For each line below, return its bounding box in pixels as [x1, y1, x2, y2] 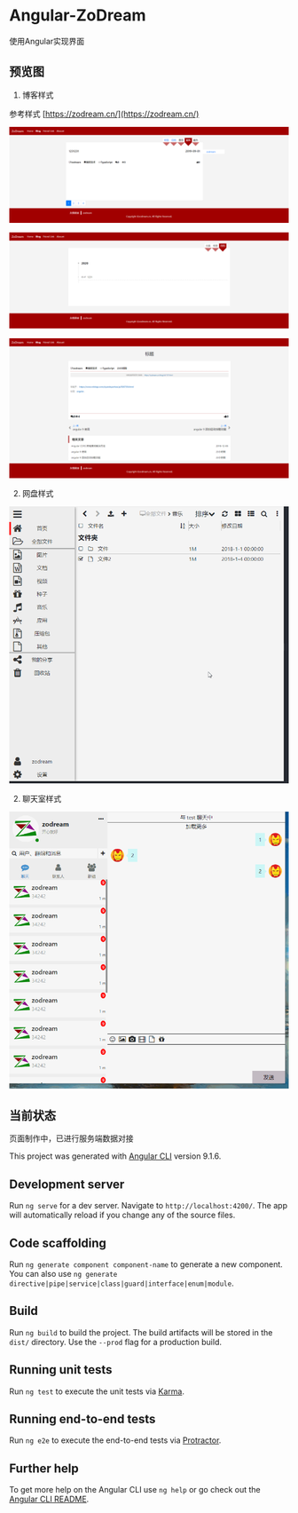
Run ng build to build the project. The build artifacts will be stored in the [9, 1327, 273, 1337]
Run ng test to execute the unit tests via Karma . [9, 1386, 184, 1397]
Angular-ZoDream [9, 5, 146, 26]
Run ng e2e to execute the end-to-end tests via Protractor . [9, 1435, 222, 1446]
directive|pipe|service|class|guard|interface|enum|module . [9, 1278, 234, 1288]
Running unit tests [9, 1362, 113, 1377]
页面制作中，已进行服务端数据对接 [9, 1133, 134, 1144]
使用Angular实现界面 [9, 36, 85, 46]
